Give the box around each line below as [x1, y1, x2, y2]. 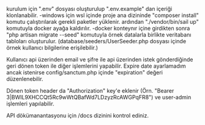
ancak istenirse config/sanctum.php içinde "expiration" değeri [6, 69, 163, 76]
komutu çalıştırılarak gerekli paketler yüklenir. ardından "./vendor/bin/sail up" [6, 18, 199, 25]
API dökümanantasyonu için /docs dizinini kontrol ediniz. [6, 112, 149, 119]
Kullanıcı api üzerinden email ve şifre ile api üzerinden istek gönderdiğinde [6, 56, 193, 63]
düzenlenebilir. [6, 76, 43, 82]
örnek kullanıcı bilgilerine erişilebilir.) [6, 44, 99, 51]
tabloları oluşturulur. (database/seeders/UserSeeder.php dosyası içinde [6, 38, 187, 45]
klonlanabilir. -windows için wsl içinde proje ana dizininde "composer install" [6, 12, 199, 19]
